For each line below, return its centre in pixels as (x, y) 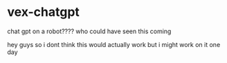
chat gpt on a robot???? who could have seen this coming (89, 31)
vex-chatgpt (43, 12)
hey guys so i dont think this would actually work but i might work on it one (114, 44)
